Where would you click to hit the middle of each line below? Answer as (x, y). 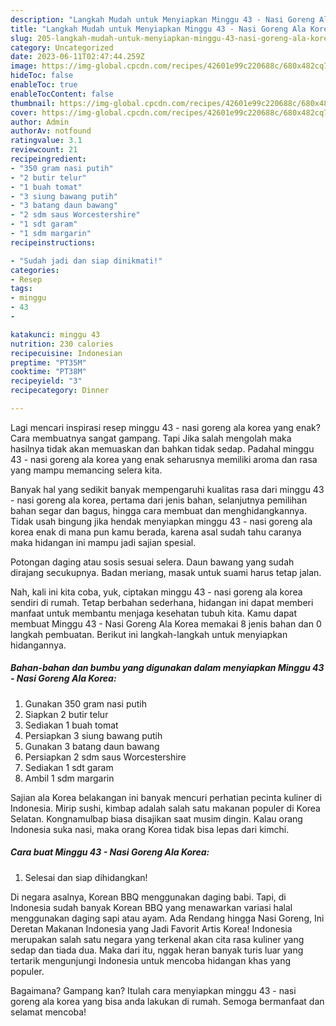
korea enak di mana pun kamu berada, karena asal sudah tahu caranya (156, 532)
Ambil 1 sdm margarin (69, 778)
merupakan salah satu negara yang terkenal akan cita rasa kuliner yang (157, 939)
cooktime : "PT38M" (48, 372)
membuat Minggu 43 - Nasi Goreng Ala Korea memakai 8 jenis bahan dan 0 (166, 623)
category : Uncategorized (62, 47)
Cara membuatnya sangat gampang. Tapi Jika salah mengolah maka (151, 438)
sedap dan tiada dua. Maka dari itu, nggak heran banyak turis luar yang (157, 950)
